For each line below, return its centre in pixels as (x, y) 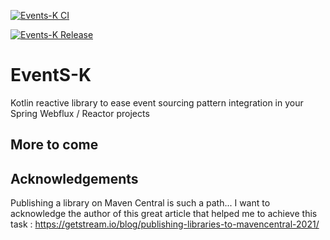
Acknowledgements (74, 178)
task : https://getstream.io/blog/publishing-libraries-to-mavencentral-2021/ (165, 224)
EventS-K (51, 75)
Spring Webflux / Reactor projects (80, 113)
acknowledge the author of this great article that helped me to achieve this (164, 214)
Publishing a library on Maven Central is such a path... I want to (140, 203)
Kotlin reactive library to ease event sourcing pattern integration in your (157, 102)
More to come (54, 145)
